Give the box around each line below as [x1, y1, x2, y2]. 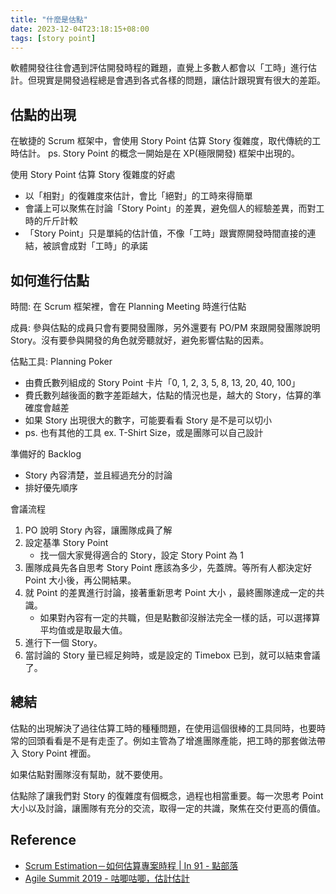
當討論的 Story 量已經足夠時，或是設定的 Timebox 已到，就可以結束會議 [24, 649, 321, 661]
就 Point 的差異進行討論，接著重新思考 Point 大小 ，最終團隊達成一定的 [24, 587, 317, 598]
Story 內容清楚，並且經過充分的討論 [24, 469, 173, 481]
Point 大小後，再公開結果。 [24, 574, 137, 586]
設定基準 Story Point [24, 537, 109, 548]
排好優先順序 [24, 482, 78, 493]
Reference [10, 832, 77, 849]
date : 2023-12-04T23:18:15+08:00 [10, 24, 150, 34]
